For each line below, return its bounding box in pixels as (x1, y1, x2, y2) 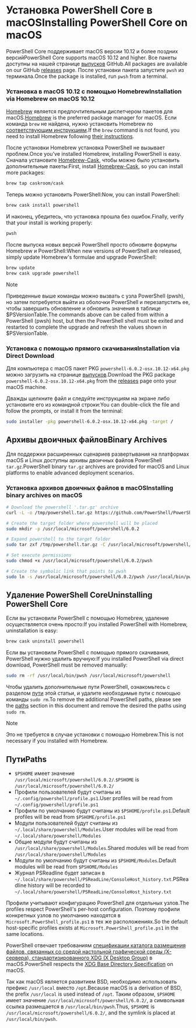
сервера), (6, 954, 31, 961)
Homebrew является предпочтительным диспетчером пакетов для (6, 108, 173, 115)
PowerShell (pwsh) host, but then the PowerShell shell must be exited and (6, 317, 184, 324)
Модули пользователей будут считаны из (14, 819, 118, 827)
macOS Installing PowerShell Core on (6, 16, 188, 29)
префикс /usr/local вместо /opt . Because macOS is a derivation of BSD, (6, 985, 183, 992)
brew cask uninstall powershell (6, 638, 85, 644)
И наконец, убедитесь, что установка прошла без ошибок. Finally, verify (6, 213, 184, 220)
